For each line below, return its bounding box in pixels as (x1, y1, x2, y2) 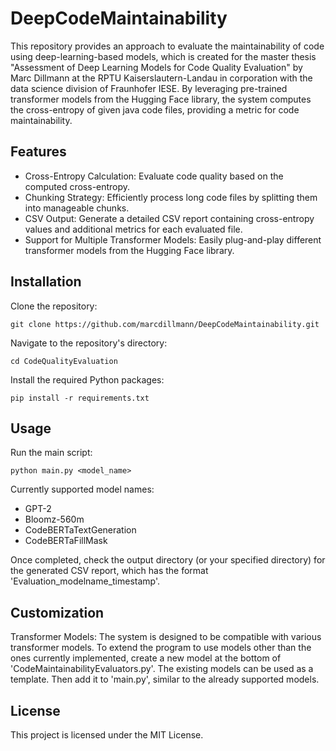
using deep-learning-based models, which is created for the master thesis (10, 50, 317, 62)
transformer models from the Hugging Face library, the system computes (10, 93, 312, 105)
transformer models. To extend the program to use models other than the (10, 642, 312, 654)
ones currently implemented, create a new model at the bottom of (10, 652, 282, 664)
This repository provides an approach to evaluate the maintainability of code (10, 40, 325, 52)
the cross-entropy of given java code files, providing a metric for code (10, 103, 300, 116)
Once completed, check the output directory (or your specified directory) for (10, 554, 326, 566)
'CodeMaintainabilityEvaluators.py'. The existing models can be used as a (10, 663, 314, 675)
